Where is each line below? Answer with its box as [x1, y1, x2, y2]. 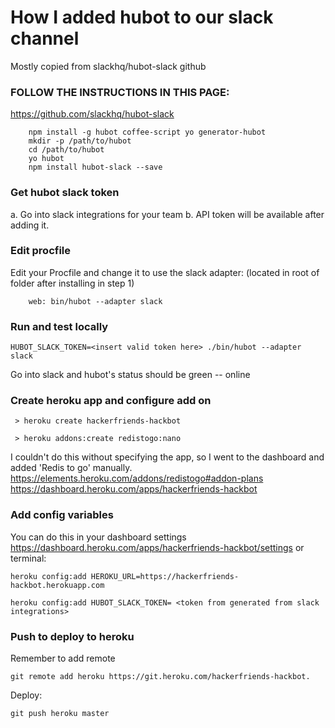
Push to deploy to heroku [10, 629, 135, 643]
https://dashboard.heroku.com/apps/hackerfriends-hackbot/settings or [10, 541, 305, 553]
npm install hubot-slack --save [28, 162, 163, 173]
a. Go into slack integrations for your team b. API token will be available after [10, 208, 325, 220]
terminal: [10, 552, 47, 564]
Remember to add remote [10, 652, 116, 665]
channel [10, 27, 80, 50]
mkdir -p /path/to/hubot [28, 136, 132, 146]
